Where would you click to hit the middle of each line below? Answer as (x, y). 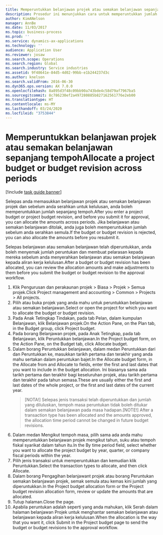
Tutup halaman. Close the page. (44, 502)
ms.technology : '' (24, 46)
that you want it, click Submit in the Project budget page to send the (80, 522)
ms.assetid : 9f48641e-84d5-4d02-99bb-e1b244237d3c (58, 73)
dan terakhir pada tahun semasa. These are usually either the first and (82, 380)
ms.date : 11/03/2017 (26, 28)
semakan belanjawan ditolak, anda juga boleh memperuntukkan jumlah (76, 227)
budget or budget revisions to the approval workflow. (65, 527)
